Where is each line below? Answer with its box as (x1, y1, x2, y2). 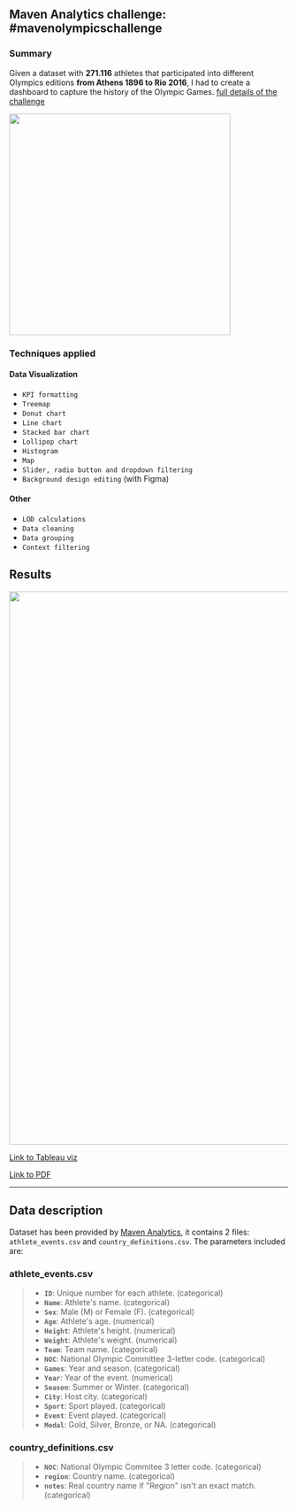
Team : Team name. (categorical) (43, 1343, 158, 1354)
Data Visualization (9, 369, 78, 380)
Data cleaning (21, 524, 74, 534)
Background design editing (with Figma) (21, 473, 170, 484)
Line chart (21, 418, 63, 428)
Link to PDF (9, 1169, 51, 1180)
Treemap (21, 399, 50, 408)
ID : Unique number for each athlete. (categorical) (43, 1288, 224, 1298)
